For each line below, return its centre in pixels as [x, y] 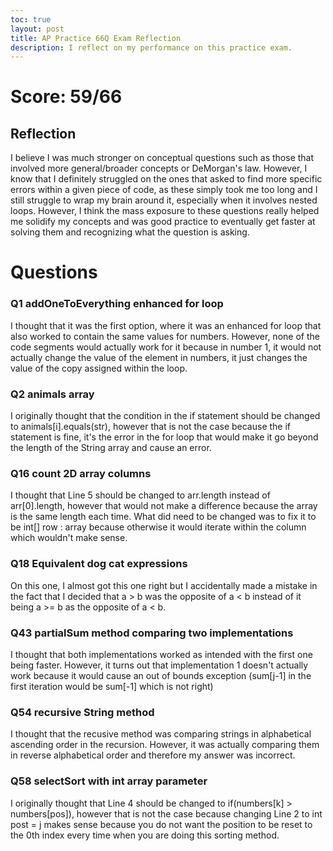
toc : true [31, 19]
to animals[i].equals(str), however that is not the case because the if [151, 427]
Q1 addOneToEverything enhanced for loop [117, 304]
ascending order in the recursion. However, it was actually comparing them [165, 745]
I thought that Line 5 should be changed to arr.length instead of [140, 495]
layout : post [37, 29]
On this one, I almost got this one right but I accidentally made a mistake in [164, 585]
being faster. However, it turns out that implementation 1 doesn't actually [159, 665]
